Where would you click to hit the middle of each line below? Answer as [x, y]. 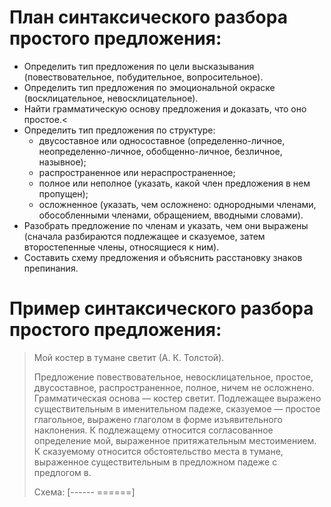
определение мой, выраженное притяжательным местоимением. [175, 440]
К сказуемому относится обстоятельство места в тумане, [158, 451]
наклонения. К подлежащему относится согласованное [153, 430]
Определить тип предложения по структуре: [119, 130]
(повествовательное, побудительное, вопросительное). [143, 77]
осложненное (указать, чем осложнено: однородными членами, [177, 204]
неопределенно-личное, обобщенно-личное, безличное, [160, 151]
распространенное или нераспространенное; [137, 172]
